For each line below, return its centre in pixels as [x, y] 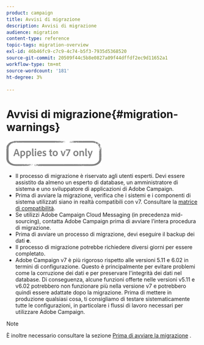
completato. [30, 254]
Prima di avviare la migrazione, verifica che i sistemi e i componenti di [103, 196]
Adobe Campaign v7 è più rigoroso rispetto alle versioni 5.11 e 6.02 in [102, 260]
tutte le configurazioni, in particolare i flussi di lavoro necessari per [99, 305]
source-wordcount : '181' [38, 71]
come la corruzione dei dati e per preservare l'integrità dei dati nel [98, 273]
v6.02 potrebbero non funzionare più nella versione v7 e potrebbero [100, 286]
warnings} [33, 127]
